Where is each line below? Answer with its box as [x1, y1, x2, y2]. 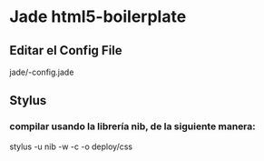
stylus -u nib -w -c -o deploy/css [9, 141, 133, 152]
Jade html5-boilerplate [9, 6, 187, 27]
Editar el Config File [9, 43, 122, 58]
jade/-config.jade [9, 66, 74, 77]
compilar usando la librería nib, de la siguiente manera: [9, 120, 256, 133]
